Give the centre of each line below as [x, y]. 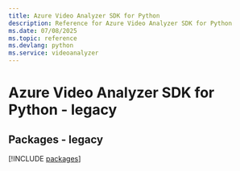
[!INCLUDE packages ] [45, 159]
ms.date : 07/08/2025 [43, 31]
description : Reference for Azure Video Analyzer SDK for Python [120, 23]
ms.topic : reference [43, 38]
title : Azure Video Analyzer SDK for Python [84, 16]
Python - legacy [63, 110]
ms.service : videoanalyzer [54, 53]
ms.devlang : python [41, 46]
